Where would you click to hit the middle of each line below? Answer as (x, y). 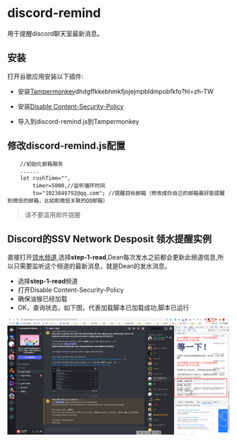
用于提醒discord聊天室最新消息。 (55, 33)
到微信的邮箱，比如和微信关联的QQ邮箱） (58, 200)
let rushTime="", (45, 178)
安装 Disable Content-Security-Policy (71, 106)
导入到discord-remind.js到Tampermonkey (78, 121)
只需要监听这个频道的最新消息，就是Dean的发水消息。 (92, 266)
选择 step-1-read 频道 (48, 281)
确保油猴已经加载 (42, 299)
